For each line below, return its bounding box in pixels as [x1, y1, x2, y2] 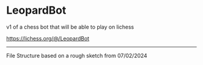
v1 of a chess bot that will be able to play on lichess [6, 23, 134, 30]
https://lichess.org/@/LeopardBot [6, 35, 89, 42]
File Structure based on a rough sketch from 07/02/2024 [6, 52, 147, 59]
